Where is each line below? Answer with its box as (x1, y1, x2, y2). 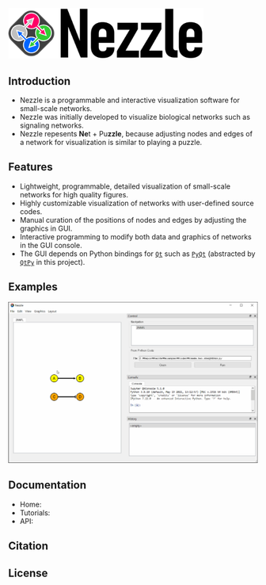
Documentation (8, 479, 87, 492)
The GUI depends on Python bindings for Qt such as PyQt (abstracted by (19, 249, 256, 258)
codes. (19, 206, 43, 216)
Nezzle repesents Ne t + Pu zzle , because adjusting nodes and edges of (19, 129, 253, 139)
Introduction (8, 75, 71, 88)
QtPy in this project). (19, 257, 85, 266)
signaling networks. (19, 120, 85, 130)
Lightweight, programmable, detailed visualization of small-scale (19, 182, 231, 191)
